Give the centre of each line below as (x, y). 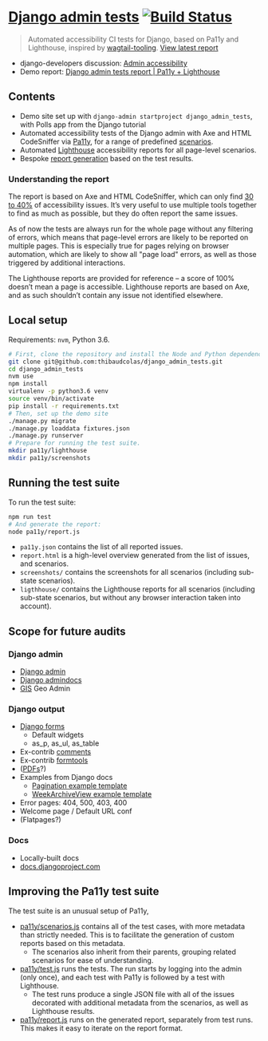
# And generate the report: (55, 524)
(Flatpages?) (40, 820)
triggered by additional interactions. (67, 263)
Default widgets (58, 735)
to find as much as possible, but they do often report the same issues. (123, 214)
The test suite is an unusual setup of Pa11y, (79, 911)
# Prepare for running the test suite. (75, 443)
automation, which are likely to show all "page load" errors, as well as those (132, 255)
